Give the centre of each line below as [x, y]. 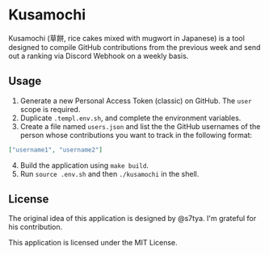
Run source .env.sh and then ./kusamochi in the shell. [109, 173]
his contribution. [36, 227]
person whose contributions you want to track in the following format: [136, 135]
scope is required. [50, 109]
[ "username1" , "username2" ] [56, 150]
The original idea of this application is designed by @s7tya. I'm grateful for [132, 219]
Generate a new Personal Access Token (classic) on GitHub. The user [136, 100]
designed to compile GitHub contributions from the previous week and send [134, 47]
